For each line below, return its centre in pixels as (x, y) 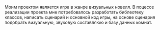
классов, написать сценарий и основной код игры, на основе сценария (80, 17)
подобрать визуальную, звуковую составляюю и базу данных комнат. (79, 22)
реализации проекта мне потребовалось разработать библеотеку (74, 12)
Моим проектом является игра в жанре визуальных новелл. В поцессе (79, 7)
